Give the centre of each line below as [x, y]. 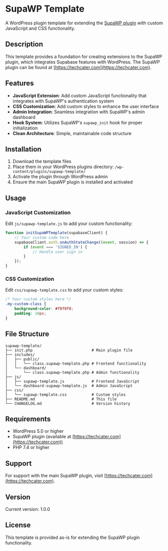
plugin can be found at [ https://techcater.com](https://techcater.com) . [78, 67]
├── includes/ [20, 354]
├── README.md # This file [61, 399]
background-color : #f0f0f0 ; [44, 309]
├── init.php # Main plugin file [69, 350]
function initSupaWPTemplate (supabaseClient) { [57, 233]
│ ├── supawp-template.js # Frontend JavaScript [72, 381]
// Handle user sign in [57, 252]
